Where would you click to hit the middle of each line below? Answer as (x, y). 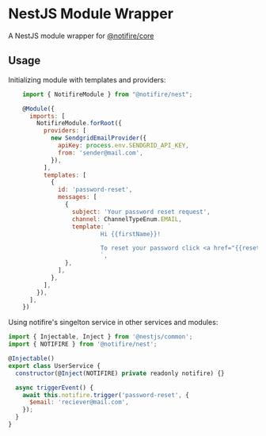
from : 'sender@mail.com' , (101, 153)
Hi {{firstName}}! (130, 234)
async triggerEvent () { (54, 388)
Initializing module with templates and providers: (87, 79)
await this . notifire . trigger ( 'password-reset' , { (106, 395)
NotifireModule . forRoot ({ (80, 124)
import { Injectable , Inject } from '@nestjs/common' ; (101, 337)
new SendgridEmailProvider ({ (99, 138)
